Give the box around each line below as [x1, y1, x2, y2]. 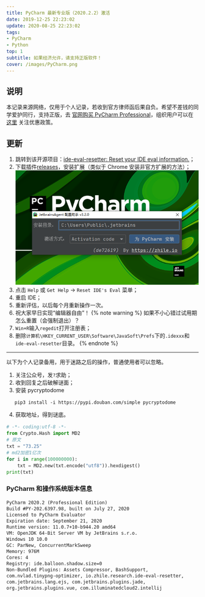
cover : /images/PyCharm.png [6, 61, 78, 67]
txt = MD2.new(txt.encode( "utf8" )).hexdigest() [17, 462, 140, 469]
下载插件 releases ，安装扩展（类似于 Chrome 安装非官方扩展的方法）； [15, 163, 191, 171]
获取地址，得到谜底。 [15, 411, 69, 418]
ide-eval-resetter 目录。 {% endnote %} [15, 340, 119, 347]
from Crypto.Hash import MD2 [6, 431, 81, 437]
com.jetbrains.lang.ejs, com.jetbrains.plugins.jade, [6, 579, 146, 585]
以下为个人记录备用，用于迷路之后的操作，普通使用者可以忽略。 [6, 359, 167, 366]
